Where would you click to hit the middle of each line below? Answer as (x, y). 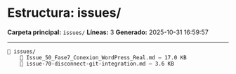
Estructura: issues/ (64, 13)
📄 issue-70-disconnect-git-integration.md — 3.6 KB (97, 64)
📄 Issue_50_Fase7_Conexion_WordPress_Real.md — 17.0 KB (104, 57)
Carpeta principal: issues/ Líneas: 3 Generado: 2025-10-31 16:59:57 (108, 32)
